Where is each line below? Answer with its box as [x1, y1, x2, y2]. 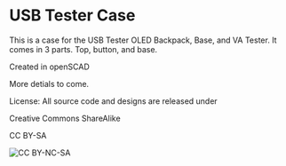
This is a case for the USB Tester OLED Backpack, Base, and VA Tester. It [9, 35, 277, 45]
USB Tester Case [9, 5, 136, 26]
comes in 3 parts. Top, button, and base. [9, 43, 158, 54]
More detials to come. [9, 78, 90, 89]
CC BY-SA [9, 130, 47, 140]
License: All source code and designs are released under [9, 95, 218, 107]
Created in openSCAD [9, 61, 91, 72]
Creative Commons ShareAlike [9, 113, 122, 123]
